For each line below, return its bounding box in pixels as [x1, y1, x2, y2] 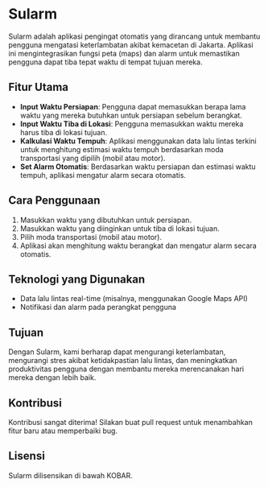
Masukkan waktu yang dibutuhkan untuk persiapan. [19, 215, 192, 225]
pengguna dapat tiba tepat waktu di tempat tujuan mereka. [8, 57, 203, 67]
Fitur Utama [8, 80, 69, 94]
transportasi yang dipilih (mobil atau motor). [19, 153, 166, 163]
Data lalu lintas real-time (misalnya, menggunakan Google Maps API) [19, 294, 248, 303]
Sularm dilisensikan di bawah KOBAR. [8, 470, 133, 480]
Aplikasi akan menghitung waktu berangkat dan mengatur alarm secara [19, 241, 258, 250]
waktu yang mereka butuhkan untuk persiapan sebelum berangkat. [19, 110, 243, 120]
